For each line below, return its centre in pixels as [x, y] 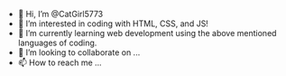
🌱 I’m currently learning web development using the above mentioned [147, 33]
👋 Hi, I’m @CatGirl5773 [60, 14]
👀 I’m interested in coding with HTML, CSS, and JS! [113, 24]
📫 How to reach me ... [60, 62]
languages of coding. [57, 43]
